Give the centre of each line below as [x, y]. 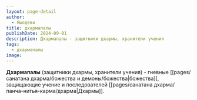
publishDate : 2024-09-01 [36, 34]
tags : [13, 45]
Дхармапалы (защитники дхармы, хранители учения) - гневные [88, 72]
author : [16, 17]
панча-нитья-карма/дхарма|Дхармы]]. [55, 91]
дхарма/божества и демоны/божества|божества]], [95, 78]
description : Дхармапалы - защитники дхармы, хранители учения [85, 39]
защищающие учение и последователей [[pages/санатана [79, 84]
